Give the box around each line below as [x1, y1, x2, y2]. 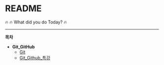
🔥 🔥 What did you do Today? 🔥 [5, 19, 67, 25]
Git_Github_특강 [19, 55, 50, 61]
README [5, 3, 42, 14]
